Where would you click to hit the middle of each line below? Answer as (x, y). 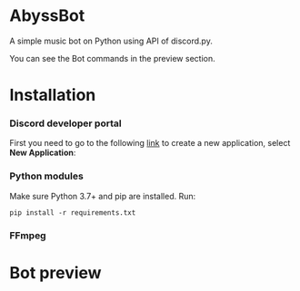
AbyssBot (47, 16)
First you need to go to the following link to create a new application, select (150, 143)
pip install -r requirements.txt (73, 213)
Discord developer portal (65, 123)
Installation (53, 95)
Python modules (46, 176)
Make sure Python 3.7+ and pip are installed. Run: (103, 196)
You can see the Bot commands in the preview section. (112, 58)
